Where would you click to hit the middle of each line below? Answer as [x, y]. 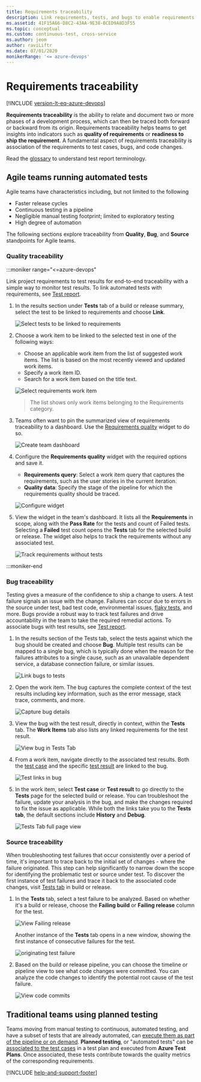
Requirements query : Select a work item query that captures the [104, 474]
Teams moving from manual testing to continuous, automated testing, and [97, 1029]
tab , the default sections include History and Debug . [80, 815]
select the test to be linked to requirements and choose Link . [90, 312]
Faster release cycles [41, 204]
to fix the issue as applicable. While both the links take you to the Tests [103, 808]
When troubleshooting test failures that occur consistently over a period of [98, 855]
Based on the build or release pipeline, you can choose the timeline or [101, 965]
